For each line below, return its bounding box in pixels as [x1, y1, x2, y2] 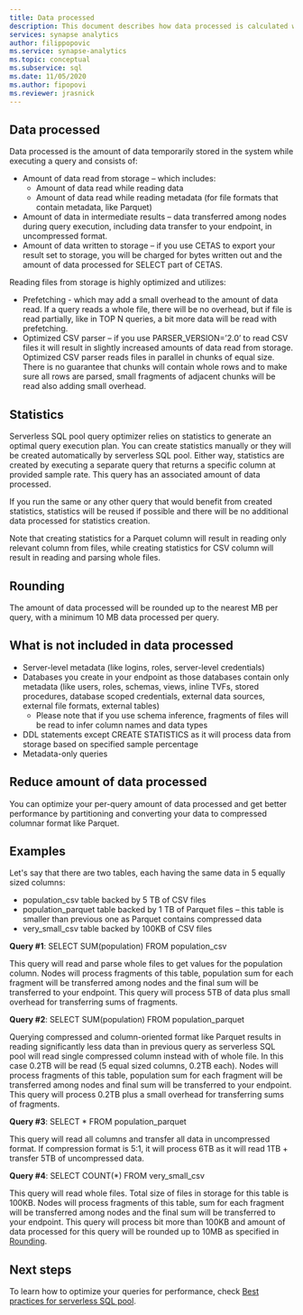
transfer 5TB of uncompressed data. [9, 1153, 144, 1164]
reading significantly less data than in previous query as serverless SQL [9, 1042, 276, 1052]
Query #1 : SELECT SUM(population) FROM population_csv [9, 940, 227, 952]
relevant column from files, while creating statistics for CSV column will [9, 542, 274, 553]
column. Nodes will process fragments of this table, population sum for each [9, 968, 294, 979]
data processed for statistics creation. [9, 515, 151, 526]
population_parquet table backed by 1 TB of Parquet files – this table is [22, 904, 284, 915]
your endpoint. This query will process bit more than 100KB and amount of [9, 1217, 286, 1227]
